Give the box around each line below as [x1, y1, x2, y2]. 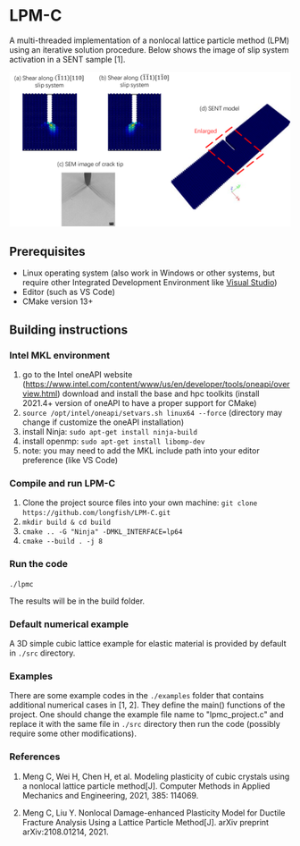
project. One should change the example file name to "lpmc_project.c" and [9, 709, 284, 720]
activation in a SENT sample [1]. [9, 54, 126, 64]
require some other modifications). [9, 728, 137, 739]
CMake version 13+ [21, 296, 94, 307]
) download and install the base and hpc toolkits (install [56, 388, 261, 399]
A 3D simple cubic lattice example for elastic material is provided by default [9, 638, 287, 648]
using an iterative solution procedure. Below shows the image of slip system [9, 44, 289, 55]
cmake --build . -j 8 [21, 537, 103, 546]
